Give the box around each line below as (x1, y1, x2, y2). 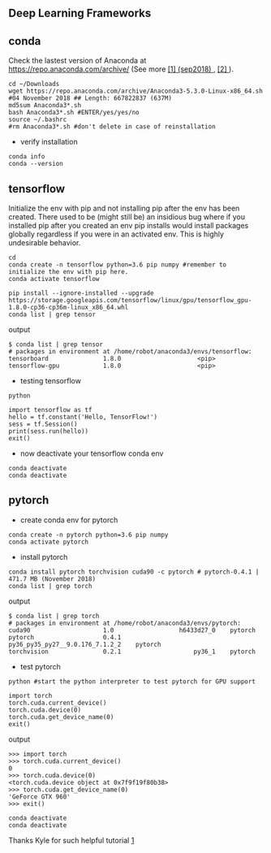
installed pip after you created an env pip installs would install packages (8, 221, 249, 231)
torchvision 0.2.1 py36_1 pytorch (8, 647, 256, 656)
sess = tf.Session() (8, 420, 79, 429)
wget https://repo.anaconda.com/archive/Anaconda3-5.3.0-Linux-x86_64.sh (8, 87, 264, 96)
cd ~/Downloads (8, 80, 60, 89)
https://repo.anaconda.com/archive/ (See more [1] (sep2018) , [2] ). (8, 64, 234, 74)
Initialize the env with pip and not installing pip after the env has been (8, 203, 240, 214)
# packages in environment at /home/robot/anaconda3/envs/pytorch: (8, 619, 242, 627)
